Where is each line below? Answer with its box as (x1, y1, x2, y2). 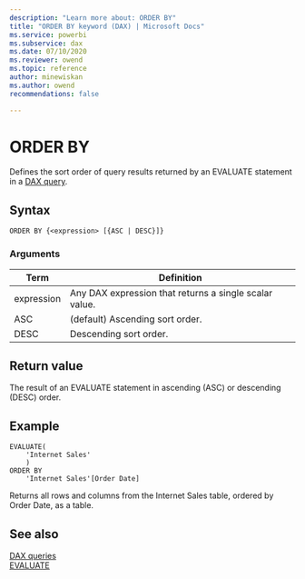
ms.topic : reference (9, 65, 88, 74)
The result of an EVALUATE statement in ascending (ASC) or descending (9, 383, 281, 394)
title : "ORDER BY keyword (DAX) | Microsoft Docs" (9, 22, 205, 31)
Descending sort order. (69, 327, 169, 340)
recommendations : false (9, 89, 100, 98)
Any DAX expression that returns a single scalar (69, 286, 273, 299)
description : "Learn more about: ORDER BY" (9, 13, 177, 23)
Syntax (9, 202, 51, 218)
